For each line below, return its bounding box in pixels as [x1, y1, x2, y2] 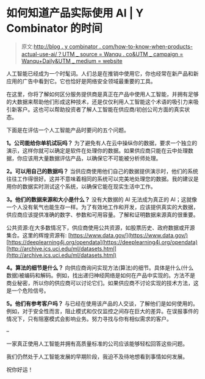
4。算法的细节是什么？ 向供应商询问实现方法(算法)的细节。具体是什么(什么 [6, 264, 194, 271]
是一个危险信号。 [6, 287, 49, 294]
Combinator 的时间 [6, 21, 103, 35]
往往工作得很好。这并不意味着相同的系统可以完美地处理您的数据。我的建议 [6, 175, 193, 182]
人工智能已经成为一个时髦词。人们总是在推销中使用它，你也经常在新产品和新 [6, 70, 199, 77]
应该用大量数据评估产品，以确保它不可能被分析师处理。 [22, 154, 162, 162]
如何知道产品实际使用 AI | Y [6, 6, 144, 20]
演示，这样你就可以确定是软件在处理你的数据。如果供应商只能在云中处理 [6, 146, 188, 154]
